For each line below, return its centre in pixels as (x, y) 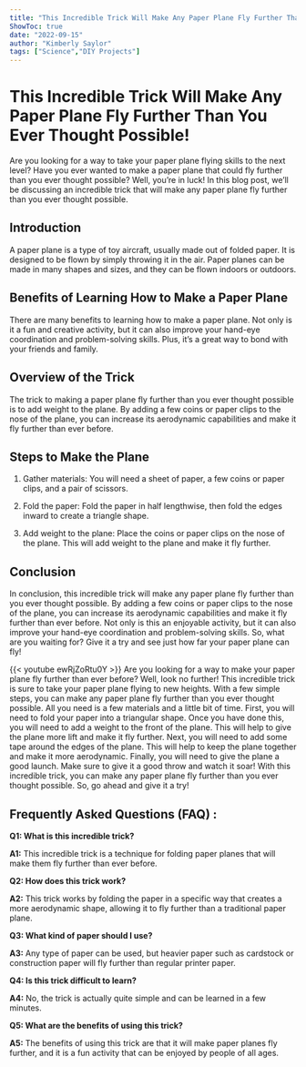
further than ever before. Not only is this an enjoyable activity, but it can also (153, 623)
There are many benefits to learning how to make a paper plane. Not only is (151, 320)
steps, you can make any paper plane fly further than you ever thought (142, 698)
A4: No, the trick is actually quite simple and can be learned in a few (138, 998)
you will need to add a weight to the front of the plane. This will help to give (150, 727)
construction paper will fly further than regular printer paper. (123, 962)
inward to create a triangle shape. (86, 516)
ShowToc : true (36, 26)
